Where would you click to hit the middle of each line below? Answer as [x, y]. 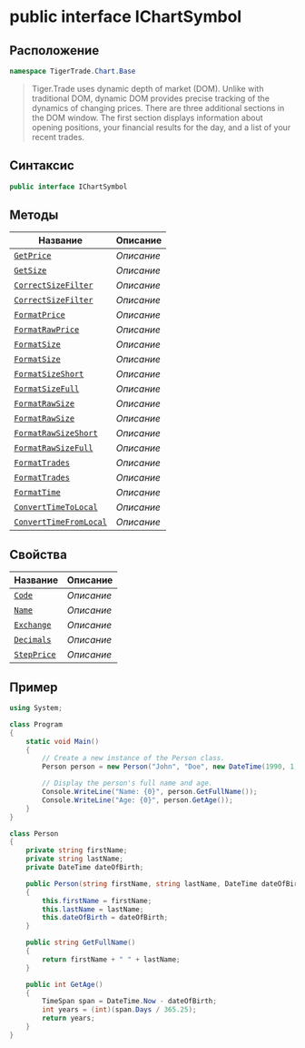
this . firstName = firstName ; [97, 900]
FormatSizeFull [47, 389]
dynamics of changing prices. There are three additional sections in [158, 107]
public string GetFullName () [81, 943]
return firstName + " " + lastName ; [111, 959]
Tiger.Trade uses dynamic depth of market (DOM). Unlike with [148, 88]
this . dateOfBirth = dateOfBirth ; [105, 918]
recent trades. [58, 137]
